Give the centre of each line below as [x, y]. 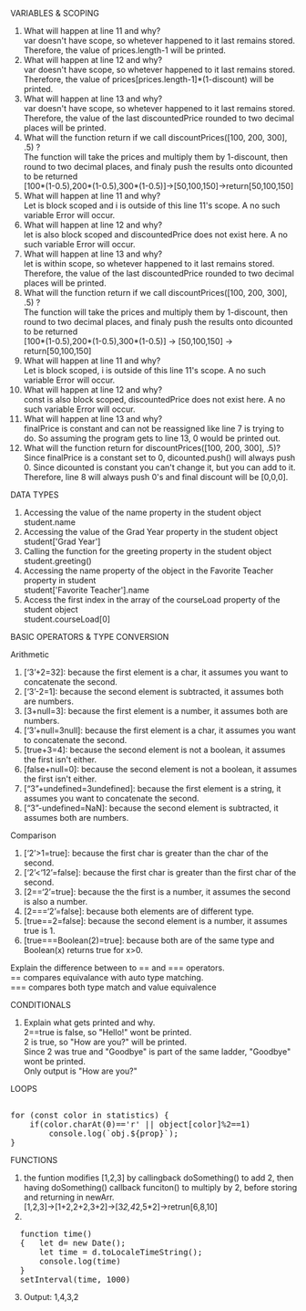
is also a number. [56, 902]
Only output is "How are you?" [80, 1071]
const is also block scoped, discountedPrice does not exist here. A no [154, 399]
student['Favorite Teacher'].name [86, 590]
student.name [50, 522]
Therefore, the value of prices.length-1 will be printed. [125, 50]
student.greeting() [57, 561]
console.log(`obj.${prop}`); [114, 1133]
